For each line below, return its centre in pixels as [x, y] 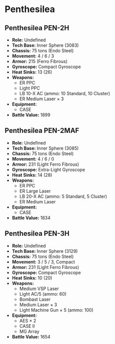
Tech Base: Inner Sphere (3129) [45, 251]
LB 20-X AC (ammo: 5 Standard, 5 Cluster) [63, 196]
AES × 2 [28, 320]
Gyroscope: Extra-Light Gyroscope [48, 169]
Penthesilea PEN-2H [37, 28]
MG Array [29, 331]
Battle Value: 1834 [31, 218]
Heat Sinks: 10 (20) [32, 278]
